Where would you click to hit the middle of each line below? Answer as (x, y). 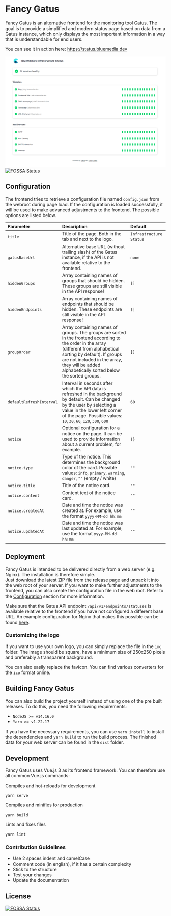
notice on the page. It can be (92, 433)
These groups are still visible (92, 286)
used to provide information (91, 439)
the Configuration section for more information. (55, 596)
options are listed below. (31, 215)
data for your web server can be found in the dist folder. (65, 742)
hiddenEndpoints (25, 310)
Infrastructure (147, 234)
